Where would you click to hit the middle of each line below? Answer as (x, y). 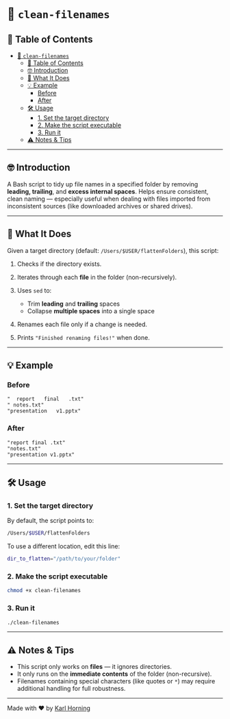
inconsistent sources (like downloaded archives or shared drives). (100, 206)
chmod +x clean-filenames (44, 591)
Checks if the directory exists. (59, 264)
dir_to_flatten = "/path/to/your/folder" (64, 559)
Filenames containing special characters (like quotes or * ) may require (116, 681)
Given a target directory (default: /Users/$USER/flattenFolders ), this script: (113, 250)
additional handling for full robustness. (71, 689)
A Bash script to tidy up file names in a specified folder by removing (103, 184)
